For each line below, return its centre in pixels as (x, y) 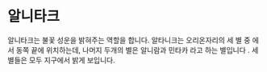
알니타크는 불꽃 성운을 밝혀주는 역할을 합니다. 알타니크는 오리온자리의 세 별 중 (129, 40)
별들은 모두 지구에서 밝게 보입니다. (61, 60)
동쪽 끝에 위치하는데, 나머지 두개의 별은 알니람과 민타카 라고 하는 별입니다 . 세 (137, 50)
